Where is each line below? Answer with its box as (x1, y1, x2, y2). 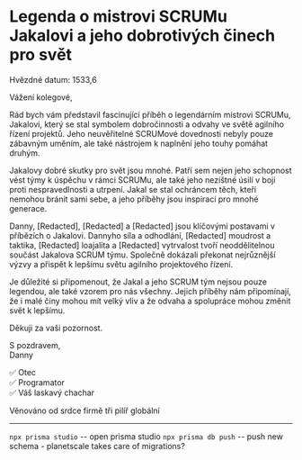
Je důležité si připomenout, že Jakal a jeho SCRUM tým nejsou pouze (9, 276, 268, 287)
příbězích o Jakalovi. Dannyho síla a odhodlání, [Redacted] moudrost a (9, 230, 271, 240)
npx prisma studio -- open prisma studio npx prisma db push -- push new (9, 430, 283, 442)
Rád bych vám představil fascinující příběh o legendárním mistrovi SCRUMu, (9, 109, 291, 120)
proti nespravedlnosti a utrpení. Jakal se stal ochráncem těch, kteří (9, 184, 257, 194)
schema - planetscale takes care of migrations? (9, 440, 186, 451)
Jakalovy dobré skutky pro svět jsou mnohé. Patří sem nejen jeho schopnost (9, 165, 292, 176)
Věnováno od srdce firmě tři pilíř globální (9, 405, 160, 416)
